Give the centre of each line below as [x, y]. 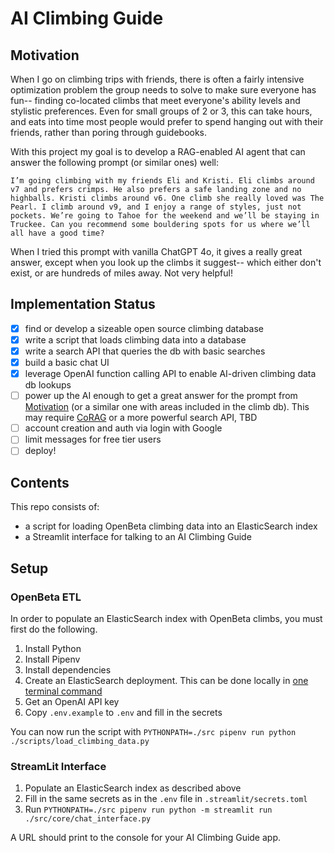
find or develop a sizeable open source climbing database [144, 328]
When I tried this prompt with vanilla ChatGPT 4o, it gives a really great [156, 251]
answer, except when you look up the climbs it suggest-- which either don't [166, 262]
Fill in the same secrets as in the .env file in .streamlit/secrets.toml [166, 799]
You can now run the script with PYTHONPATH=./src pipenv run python [153, 731]
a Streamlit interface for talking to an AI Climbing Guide [138, 537]
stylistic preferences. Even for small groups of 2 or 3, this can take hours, [161, 111]
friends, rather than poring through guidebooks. [109, 132]
